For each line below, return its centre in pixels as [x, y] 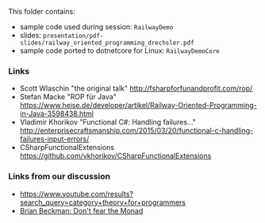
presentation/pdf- [73, 36]
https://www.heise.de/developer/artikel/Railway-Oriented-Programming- [138, 106]
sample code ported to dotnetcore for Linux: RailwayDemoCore [119, 50]
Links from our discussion [60, 176]
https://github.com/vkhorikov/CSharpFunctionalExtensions [115, 156]
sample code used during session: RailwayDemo [96, 27]
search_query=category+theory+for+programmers [103, 202]
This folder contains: [42, 12]
